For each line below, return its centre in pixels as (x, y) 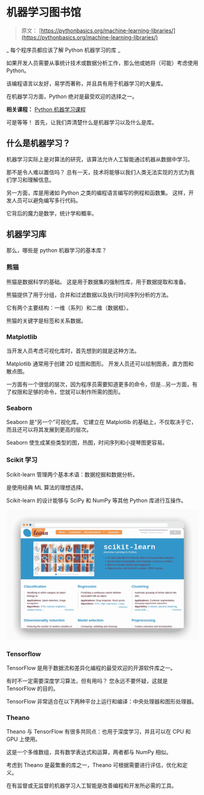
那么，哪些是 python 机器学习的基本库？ (57, 250)
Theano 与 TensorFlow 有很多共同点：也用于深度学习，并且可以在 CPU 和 (99, 732)
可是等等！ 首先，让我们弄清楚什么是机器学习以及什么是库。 (82, 122)
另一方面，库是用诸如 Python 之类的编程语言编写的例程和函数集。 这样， (97, 193)
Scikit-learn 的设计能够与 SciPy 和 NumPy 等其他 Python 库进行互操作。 (97, 500)
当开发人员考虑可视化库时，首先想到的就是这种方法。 (73, 351)
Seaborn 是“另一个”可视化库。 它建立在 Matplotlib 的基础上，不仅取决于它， (101, 422)
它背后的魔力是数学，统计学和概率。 (52, 213)
